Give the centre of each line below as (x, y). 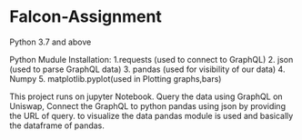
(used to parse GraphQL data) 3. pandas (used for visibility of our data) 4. (147, 69)
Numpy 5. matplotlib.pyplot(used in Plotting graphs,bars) (116, 78)
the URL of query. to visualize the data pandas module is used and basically (151, 115)
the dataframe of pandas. (57, 125)
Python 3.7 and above (50, 42)
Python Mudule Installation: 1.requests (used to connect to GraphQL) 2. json (151, 59)
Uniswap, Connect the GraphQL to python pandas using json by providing (148, 105)
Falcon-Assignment (86, 17)
